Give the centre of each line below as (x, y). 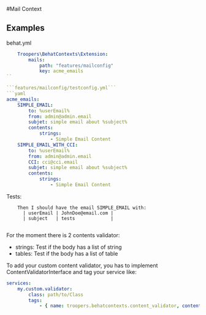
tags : (36, 300)
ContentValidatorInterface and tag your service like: (71, 271)
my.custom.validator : (45, 289)
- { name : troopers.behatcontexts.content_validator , (109, 306)
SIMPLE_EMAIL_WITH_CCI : (48, 145)
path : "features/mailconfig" (76, 66)
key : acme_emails (61, 71)
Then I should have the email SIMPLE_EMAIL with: (82, 208)
